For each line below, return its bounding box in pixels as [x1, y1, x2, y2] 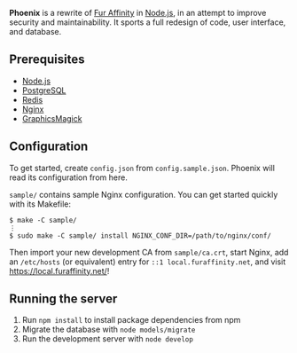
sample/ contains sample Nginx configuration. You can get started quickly [9, 189, 278, 200]
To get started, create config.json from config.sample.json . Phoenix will [9, 162, 275, 173]
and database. [9, 27, 62, 36]
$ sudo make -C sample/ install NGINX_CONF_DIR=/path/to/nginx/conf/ [9, 231, 272, 240]
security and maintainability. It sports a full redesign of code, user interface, [9, 17, 286, 27]
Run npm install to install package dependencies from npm [21, 315, 241, 326]
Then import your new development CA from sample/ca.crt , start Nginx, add [9, 247, 289, 257]
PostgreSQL [21, 84, 66, 96]
